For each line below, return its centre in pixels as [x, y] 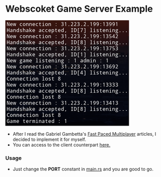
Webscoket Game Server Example [79, 9]
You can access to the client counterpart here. [62, 145]
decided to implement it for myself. [49, 139]
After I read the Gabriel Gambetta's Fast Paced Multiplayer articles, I [84, 134]
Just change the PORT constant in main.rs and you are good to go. [83, 169]
